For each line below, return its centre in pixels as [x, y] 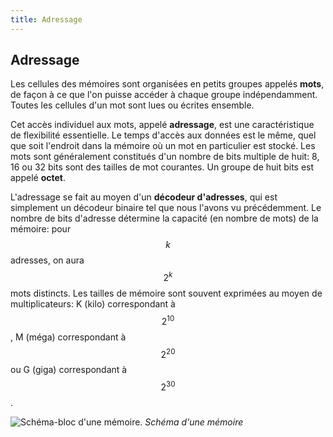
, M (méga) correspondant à [68, 337]
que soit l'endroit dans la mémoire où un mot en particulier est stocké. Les [163, 146]
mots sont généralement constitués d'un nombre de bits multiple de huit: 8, [165, 157]
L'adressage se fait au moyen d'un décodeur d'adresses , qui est [144, 197]
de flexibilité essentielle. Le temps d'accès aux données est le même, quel [163, 135]
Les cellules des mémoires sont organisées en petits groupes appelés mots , [167, 84]
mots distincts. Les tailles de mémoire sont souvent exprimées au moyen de [166, 293]
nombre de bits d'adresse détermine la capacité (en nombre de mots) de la [164, 218]
